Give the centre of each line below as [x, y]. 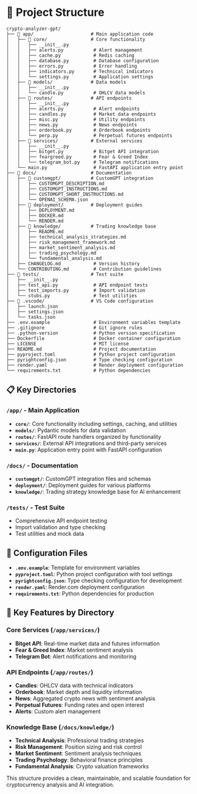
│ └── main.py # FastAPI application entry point [95, 167]
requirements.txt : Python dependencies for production [85, 594]
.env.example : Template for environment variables [78, 568]
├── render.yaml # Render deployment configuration [95, 365]
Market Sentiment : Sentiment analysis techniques [78, 754]
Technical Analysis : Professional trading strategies [79, 740]
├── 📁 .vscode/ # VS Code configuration [80, 301]
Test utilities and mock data [50, 534]
